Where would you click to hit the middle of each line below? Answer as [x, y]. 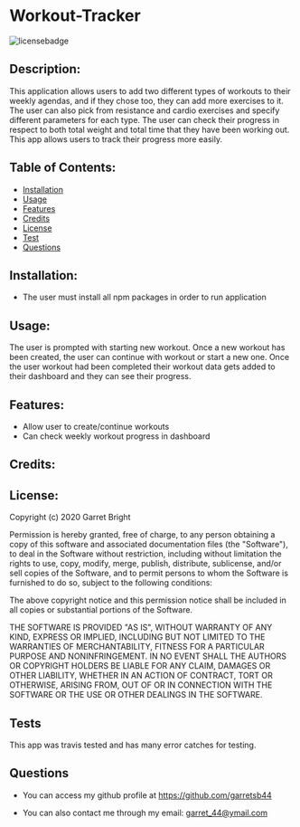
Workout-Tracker [75, 16]
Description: [45, 69]
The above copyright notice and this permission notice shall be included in [148, 600]
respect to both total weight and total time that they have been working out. [150, 129]
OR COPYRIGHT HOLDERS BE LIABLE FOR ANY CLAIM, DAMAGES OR [140, 666]
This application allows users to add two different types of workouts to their [150, 90]
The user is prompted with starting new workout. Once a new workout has [147, 347]
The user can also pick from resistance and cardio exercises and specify [145, 110]
